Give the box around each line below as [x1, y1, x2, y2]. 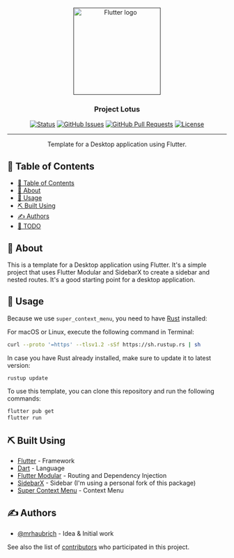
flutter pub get [7, 408, 54, 415]
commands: [7, 394, 42, 403]
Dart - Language [17, 464, 65, 472]
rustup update [7, 374, 49, 382]
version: [7, 361, 31, 369]
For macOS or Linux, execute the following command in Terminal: [7, 327, 194, 336]
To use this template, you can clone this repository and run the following [7, 387, 214, 396]
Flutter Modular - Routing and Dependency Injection [17, 472, 167, 480]
